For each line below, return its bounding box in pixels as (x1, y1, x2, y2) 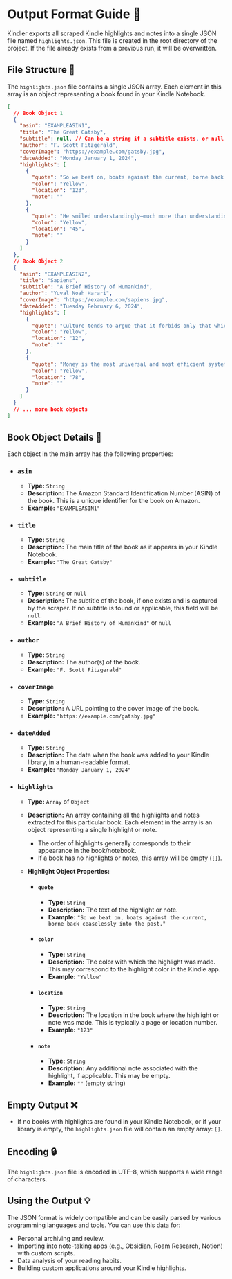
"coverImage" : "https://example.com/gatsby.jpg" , (19, 148, 166, 155)
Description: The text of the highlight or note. (48, 906, 178, 914)
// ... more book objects (13, 405, 88, 413)
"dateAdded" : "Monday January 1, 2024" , (19, 155, 137, 161)
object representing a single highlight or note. (27, 825, 157, 833)
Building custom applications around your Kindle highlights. (17, 1264, 186, 1272)
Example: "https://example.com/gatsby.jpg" (27, 712, 156, 720)
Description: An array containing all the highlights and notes (27, 811, 200, 819)
